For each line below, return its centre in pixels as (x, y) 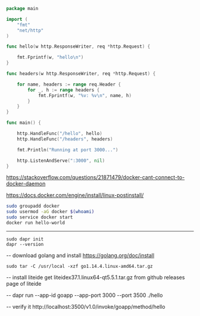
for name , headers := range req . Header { (69, 84)
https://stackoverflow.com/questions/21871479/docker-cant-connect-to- (96, 177)
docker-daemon (26, 184)
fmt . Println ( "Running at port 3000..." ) (68, 150)
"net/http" (30, 30)
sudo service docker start (40, 217)
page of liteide (24, 283)
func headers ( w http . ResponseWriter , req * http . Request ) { (81, 74)
